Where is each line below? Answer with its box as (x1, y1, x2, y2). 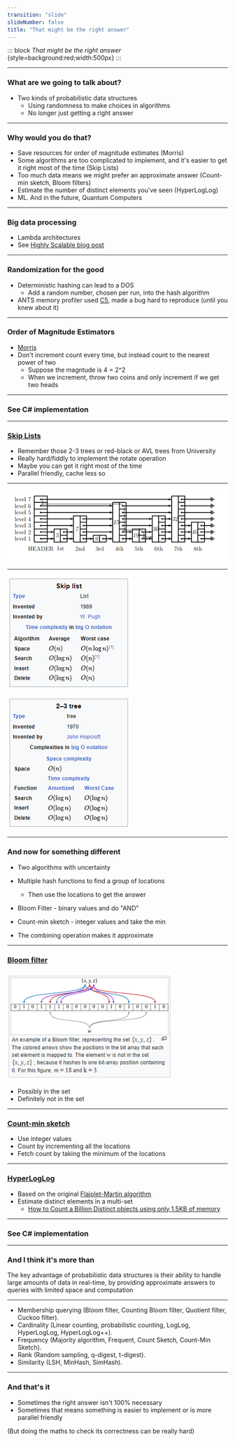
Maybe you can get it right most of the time (17, 461, 142, 470)
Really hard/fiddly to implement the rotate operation (17, 454, 166, 463)
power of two (17, 358, 56, 366)
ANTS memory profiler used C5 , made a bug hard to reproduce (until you (17, 295, 228, 304)
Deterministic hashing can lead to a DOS (17, 281, 134, 289)
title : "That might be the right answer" (7, 26, 130, 33)
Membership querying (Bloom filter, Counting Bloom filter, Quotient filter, (17, 1306, 227, 1314)
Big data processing (7, 217, 77, 227)
